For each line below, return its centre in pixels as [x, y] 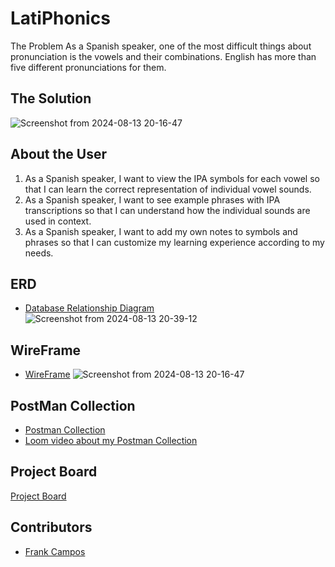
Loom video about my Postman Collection [111, 440]
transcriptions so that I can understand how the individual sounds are [167, 210]
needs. [39, 253]
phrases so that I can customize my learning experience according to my [174, 242]
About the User [59, 154]
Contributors [51, 527]
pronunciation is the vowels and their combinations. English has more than [163, 56]
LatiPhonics [60, 18]
